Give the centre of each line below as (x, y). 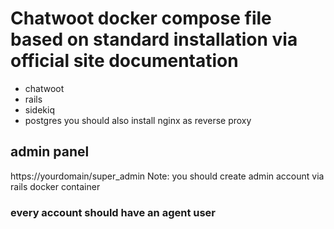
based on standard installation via (154, 39)
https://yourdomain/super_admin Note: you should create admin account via (167, 176)
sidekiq (39, 109)
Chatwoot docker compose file (141, 18)
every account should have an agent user (113, 212)
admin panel (50, 152)
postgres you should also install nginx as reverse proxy (138, 120)
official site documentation (124, 61)
